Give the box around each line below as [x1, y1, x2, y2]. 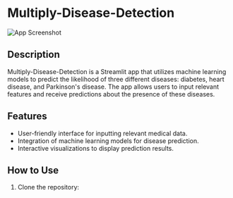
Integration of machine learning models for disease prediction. [17, 136, 199, 145]
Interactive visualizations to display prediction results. [17, 144, 174, 152]
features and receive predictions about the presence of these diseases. [7, 89, 215, 98]
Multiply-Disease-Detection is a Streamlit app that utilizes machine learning [7, 67, 227, 75]
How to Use [7, 164, 59, 176]
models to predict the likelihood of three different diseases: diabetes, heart [7, 75, 225, 83]
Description [7, 49, 60, 61]
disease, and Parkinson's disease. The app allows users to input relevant [7, 82, 220, 91]
